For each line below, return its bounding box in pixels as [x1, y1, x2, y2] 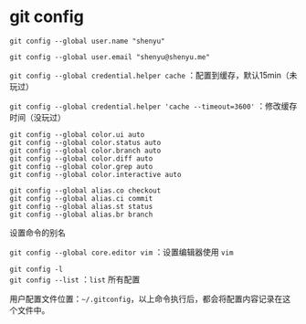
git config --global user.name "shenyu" [9, 37, 166, 46]
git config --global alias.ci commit [9, 193, 153, 203]
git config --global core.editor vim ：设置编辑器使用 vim [9, 246, 234, 257]
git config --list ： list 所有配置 [9, 274, 141, 285]
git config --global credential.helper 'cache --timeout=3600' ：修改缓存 [9, 100, 298, 111]
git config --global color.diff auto [9, 153, 153, 163]
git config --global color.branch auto [9, 146, 162, 155]
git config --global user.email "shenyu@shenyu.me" [9, 52, 210, 61]
